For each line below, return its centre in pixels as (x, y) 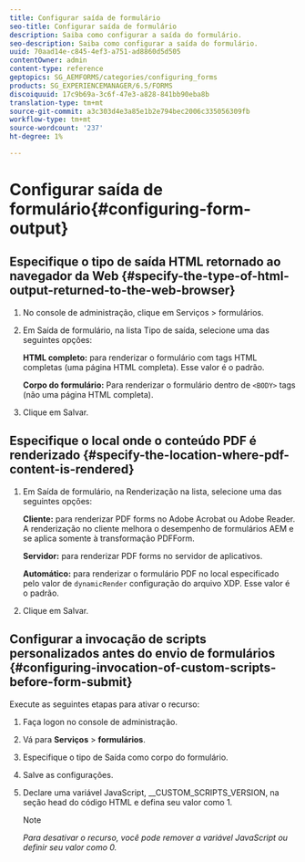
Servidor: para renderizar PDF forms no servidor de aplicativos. (142, 556)
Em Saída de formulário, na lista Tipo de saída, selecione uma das (146, 330)
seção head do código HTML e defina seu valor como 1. (127, 802)
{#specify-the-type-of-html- (205, 276)
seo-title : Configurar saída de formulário (93, 26)
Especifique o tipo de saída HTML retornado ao (145, 262)
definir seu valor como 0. (70, 847)
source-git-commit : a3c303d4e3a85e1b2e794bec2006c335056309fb (130, 111)
